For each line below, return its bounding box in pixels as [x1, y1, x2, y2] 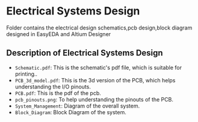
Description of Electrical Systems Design [6, 48, 164, 58]
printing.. [14, 70, 38, 78]
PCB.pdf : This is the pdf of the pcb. [14, 89, 101, 97]
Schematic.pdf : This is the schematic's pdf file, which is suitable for [14, 64, 182, 71]
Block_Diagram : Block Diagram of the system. [14, 108, 126, 115]
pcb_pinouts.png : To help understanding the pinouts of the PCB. [14, 96, 173, 103]
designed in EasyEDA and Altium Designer [6, 30, 111, 37]
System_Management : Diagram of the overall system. [14, 102, 140, 109]
